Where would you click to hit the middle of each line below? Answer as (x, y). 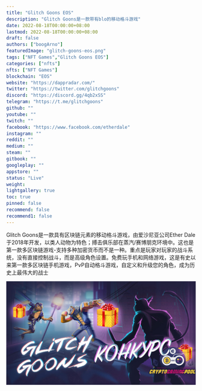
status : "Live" (25, 178)
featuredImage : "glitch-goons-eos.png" (56, 51)
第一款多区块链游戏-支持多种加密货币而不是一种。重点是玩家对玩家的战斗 (97, 249)
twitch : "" (20, 120)
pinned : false (24, 204)
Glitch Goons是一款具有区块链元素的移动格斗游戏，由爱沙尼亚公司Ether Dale (101, 234)
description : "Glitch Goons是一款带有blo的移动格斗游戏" (74, 19)
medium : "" (20, 146)
